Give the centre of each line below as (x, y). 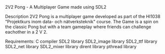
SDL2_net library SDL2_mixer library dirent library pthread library (71, 46)
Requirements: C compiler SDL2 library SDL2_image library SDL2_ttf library (81, 41)
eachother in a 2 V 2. (26, 32)
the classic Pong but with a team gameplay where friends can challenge (78, 27)
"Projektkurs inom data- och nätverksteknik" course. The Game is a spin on (82, 22)
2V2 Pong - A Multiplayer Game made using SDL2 (56, 7)
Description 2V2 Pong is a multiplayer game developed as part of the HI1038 (83, 16)
